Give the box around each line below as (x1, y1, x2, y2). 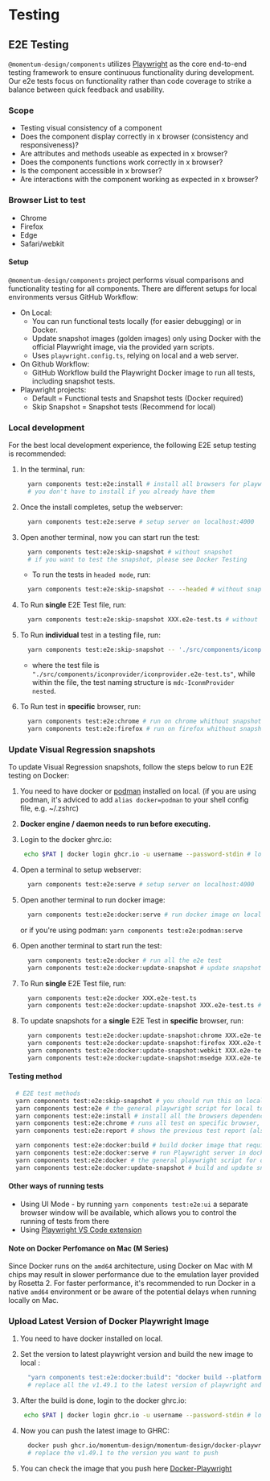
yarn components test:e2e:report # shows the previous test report (15, 1126, 247, 1135)
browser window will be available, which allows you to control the (19, 1207, 237, 1218)
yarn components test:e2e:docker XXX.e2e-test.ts (27, 994, 197, 1002)
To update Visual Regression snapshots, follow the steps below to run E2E (8, 762, 254, 772)
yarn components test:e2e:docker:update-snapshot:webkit (27, 1047, 223, 1055)
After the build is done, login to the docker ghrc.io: (19, 1396, 187, 1405)
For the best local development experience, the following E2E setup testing (8, 441, 257, 450)
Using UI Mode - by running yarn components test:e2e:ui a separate (19, 1199, 249, 1209)
